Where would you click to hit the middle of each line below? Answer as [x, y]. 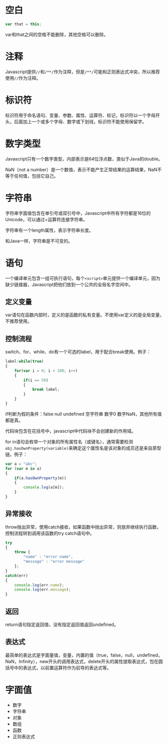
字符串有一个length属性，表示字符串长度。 [49, 230]
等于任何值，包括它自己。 [32, 176]
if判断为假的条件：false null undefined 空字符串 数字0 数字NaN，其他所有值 [84, 414]
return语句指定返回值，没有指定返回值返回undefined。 [62, 625]
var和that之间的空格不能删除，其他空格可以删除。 [57, 34]
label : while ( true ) [24, 362]
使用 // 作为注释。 [23, 78]
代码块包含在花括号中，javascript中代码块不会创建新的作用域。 [71, 431]
